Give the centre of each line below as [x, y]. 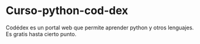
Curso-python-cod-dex [67, 11]
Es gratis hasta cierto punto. [41, 34]
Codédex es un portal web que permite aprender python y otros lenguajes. [100, 28]
